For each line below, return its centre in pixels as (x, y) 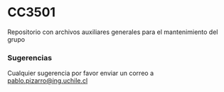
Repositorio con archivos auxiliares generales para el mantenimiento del (113, 32)
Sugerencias (30, 57)
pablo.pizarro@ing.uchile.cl (48, 81)
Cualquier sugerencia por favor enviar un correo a (81, 73)
